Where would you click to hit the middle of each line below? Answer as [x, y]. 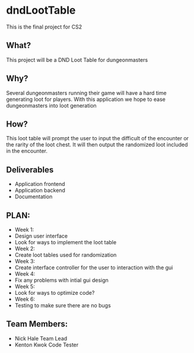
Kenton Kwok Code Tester [47, 345]
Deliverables [30, 170]
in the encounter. [27, 151]
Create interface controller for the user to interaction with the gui [94, 267]
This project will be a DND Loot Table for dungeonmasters [77, 59]
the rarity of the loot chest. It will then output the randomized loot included [97, 145]
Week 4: [25, 274]
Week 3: [25, 261]
